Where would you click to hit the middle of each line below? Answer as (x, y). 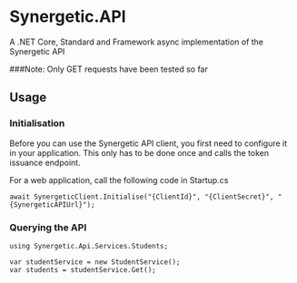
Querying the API (48, 227)
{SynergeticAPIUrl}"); (52, 205)
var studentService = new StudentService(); (95, 262)
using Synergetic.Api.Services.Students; (89, 246)
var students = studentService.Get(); (83, 269)
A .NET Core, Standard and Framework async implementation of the (137, 42)
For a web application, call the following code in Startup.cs (119, 180)
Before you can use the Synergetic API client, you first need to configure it (148, 143)
